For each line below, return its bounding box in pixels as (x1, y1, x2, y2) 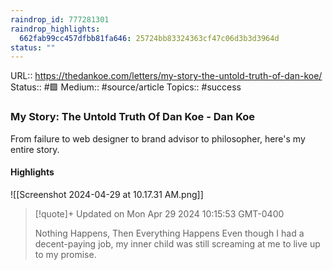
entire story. (10, 143, 60, 155)
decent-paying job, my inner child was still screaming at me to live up (34, 237, 321, 250)
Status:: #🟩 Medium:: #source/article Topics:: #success (10, 81, 242, 93)
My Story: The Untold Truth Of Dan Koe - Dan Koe (10, 110, 256, 124)
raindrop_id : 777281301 (10, 14, 110, 25)
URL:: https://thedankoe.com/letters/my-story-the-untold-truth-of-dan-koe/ (10, 70, 323, 82)
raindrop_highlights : (10, 24, 101, 34)
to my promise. (34, 248, 97, 260)
